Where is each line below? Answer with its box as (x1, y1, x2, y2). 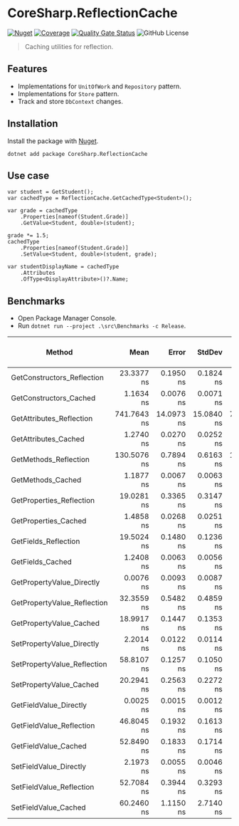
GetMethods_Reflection (11, 454, 90, 464)
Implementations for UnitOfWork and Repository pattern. (17, 82, 181, 90)
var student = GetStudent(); (7, 189, 94, 196)
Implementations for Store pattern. (17, 89, 119, 98)
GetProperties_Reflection (11, 496, 95, 506)
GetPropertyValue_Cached (11, 618, 100, 628)
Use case (7, 169, 50, 182)
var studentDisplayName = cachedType (7, 263, 119, 271)
